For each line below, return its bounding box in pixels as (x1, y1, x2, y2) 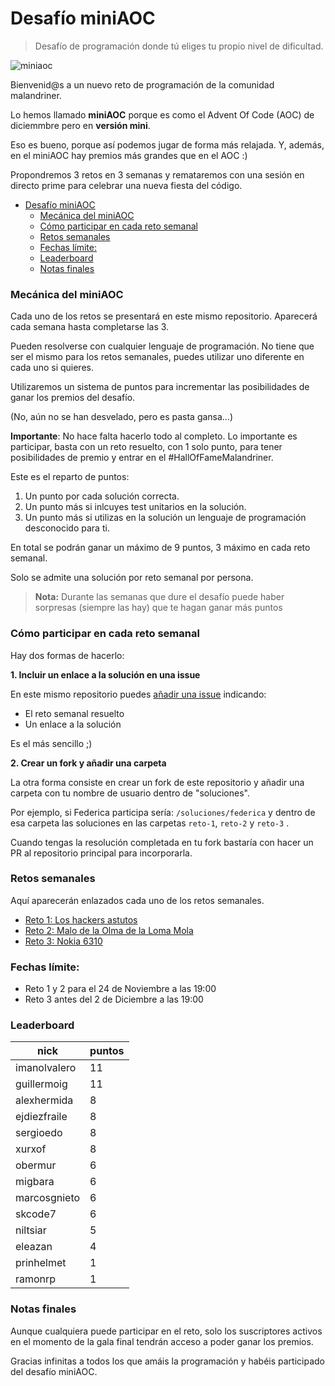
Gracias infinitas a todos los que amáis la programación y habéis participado (10, 1355, 325, 1367)
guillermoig (15, 1077, 68, 1091)
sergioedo (15, 1126, 63, 1140)
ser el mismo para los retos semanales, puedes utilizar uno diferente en (10, 351, 305, 363)
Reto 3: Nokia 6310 (24, 935, 103, 947)
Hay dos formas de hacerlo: (10, 649, 125, 661)
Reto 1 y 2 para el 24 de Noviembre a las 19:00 (24, 983, 217, 995)
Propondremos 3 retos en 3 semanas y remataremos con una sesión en (10, 168, 305, 181)
